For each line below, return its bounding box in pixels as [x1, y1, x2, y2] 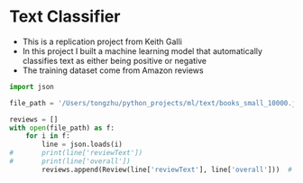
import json [9, 82, 54, 91]
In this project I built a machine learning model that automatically [22, 45, 263, 56]
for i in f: [25, 132, 70, 141]
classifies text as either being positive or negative [22, 55, 207, 66]
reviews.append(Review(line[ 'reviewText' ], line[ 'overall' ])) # [41, 165, 293, 174]
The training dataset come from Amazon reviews [22, 65, 205, 76]
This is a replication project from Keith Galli [22, 36, 183, 47]
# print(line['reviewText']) [9, 149, 143, 158]
